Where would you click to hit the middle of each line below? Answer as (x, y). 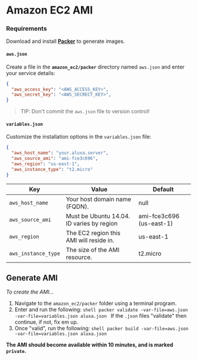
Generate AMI (32, 278)
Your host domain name (98, 199)
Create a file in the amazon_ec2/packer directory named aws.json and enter (95, 67)
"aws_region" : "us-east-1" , (46, 164)
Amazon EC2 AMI (50, 10)
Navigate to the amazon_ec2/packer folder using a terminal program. (96, 304)
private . (16, 351)
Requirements (27, 29)
